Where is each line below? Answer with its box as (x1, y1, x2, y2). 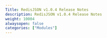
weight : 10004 (5, 16, 35, 21)
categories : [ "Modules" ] (5, 26, 57, 31)
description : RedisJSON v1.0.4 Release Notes (5, 12, 102, 17)
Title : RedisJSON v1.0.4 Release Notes (5, 7, 89, 12)
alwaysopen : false (5, 21, 44, 26)
